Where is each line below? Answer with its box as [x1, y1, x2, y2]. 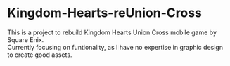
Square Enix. [7, 35, 44, 44]
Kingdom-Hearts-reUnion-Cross [7, 5, 203, 21]
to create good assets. [7, 51, 72, 59]
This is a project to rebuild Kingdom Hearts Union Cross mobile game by [7, 28, 217, 37]
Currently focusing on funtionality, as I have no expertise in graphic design [7, 43, 224, 51]
